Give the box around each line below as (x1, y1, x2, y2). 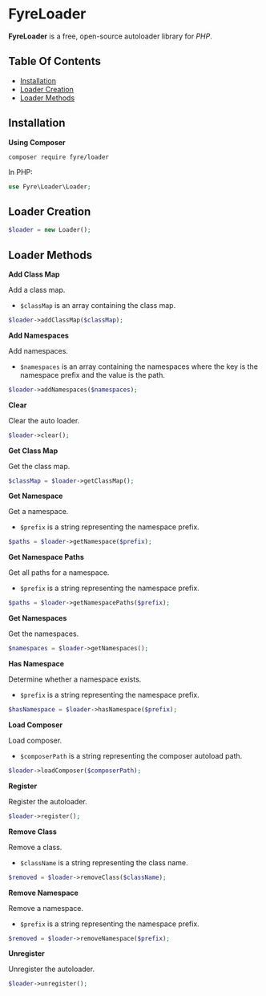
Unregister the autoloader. (8, 964, 95, 974)
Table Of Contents (8, 55, 102, 68)
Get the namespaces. (8, 629, 79, 638)
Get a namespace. (8, 507, 69, 516)
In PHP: (8, 167, 34, 176)
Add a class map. (8, 285, 66, 294)
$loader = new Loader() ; (8, 226, 91, 234)
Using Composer (8, 137, 66, 147)
